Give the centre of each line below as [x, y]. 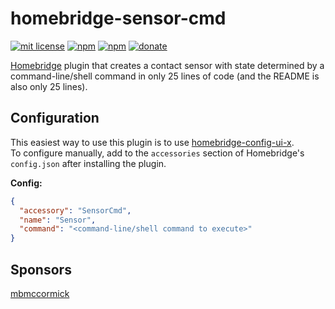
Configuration [55, 118]
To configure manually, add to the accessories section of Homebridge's [157, 153]
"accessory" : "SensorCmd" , [75, 210]
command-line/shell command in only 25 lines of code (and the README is [165, 76]
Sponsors [41, 269]
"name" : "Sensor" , [58, 220]
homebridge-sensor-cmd [118, 18]
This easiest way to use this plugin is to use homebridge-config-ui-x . [152, 142]
